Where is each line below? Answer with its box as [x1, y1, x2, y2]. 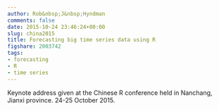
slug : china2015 [7, 30, 55, 37]
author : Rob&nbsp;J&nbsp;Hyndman [7, 10, 106, 18]
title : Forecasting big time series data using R [7, 37, 156, 44]
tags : [7, 50, 23, 57]
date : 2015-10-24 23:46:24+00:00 [7, 23, 106, 30]
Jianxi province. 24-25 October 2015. [7, 96, 115, 104]
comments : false [7, 17, 55, 24]
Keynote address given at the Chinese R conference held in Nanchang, [7, 89, 213, 97]
